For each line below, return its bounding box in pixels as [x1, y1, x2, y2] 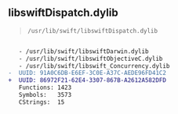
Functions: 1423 [18, 84, 72, 92]
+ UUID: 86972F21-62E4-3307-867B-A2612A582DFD [8, 77, 167, 84]
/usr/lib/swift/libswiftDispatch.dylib [27, 27, 158, 34]
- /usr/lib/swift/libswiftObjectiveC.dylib [18, 55, 163, 62]
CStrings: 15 [18, 98, 65, 106]
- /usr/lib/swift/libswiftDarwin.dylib [18, 47, 149, 55]
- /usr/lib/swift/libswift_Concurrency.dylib [18, 62, 170, 69]
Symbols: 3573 [18, 91, 72, 99]
